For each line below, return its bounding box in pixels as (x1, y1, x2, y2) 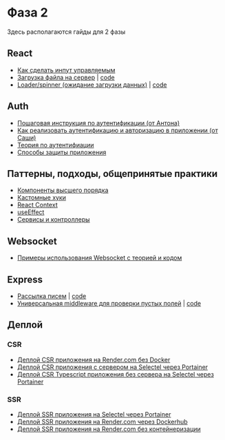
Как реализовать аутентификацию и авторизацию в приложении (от (17, 126, 218, 134)
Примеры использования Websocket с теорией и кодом (17, 253, 182, 262)
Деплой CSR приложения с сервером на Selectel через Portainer (17, 363, 208, 371)
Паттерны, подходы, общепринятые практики (7, 167, 218, 180)
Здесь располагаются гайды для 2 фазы (7, 28, 126, 36)
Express (7, 273, 43, 285)
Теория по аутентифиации (17, 140, 94, 149)
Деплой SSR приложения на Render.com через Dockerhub (17, 417, 188, 426)
